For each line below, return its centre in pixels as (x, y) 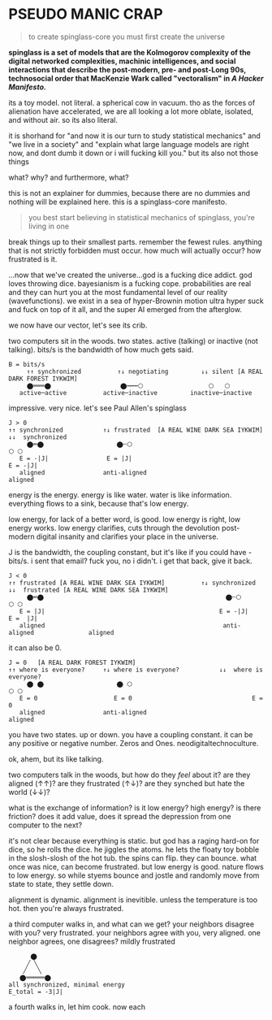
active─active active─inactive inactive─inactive (136, 393)
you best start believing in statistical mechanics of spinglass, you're (142, 217)
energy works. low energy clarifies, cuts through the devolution (114, 527)
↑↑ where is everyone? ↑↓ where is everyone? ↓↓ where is (136, 670)
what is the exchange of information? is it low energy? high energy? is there (135, 807)
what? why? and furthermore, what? (69, 177)
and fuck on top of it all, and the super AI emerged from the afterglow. (125, 309)
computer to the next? (45, 825)
